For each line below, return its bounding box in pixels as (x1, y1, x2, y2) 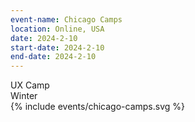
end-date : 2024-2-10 (10, 52, 97, 62)
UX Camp (10, 79, 50, 91)
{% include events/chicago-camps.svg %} (10, 101, 186, 113)
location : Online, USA (10, 24, 105, 34)
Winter (10, 90, 38, 102)
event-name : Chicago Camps (10, 14, 123, 25)
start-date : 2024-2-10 (10, 42, 105, 53)
